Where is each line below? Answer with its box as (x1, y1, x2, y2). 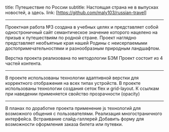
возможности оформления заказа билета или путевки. (5, 121, 123, 127)
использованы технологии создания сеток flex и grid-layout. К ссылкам (5, 85, 159, 91)
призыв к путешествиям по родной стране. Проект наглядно (5, 35, 137, 41)
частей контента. (5, 60, 42, 66)
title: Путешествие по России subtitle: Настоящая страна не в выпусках (5, 5, 158, 10)
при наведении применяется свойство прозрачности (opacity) (5, 91, 140, 97)
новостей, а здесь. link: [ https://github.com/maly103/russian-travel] (5, 10, 147, 16)
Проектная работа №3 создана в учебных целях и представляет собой (5, 24, 158, 30)
